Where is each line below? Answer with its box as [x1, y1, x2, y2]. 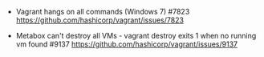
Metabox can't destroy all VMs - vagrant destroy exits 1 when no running [15, 31, 257, 40]
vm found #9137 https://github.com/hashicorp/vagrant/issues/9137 [15, 39, 238, 49]
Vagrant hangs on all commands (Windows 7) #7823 [15, 7, 190, 16]
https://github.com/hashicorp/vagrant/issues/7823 [15, 15, 185, 25]
